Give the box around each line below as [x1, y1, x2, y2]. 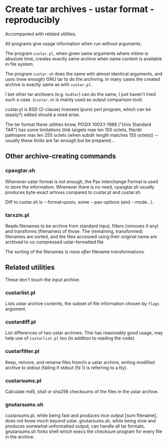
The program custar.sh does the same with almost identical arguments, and [5, 70, 162, 76]
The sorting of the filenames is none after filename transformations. [5, 248, 145, 254]
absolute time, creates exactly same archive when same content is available [5, 55, 162, 61]
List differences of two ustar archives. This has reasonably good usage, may [5, 330, 163, 336]
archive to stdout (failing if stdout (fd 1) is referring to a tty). [5, 365, 128, 371]
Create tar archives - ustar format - [5, 4, 154, 15]
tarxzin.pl [5, 211, 30, 218]
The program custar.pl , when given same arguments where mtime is [5, 50, 148, 56]
